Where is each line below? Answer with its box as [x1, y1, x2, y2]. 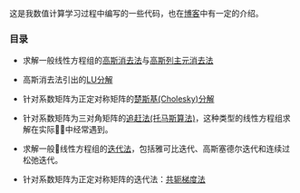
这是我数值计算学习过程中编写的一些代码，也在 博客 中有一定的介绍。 [9, 8, 264, 18]
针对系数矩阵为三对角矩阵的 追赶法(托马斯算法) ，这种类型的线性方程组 [22, 112, 284, 124]
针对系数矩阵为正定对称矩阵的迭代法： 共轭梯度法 [22, 174, 206, 185]
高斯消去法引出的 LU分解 [22, 74, 113, 85]
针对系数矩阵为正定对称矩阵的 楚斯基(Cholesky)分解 [22, 93, 215, 104]
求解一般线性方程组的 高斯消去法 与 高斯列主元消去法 [22, 55, 214, 66]
